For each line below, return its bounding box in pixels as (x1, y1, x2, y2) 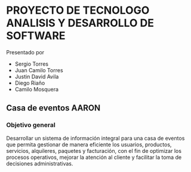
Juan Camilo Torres (14, 66, 64, 73)
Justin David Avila (14, 73, 59, 80)
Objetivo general (6, 121, 56, 129)
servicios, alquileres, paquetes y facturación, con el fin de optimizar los (6, 147, 182, 154)
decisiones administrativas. (6, 159, 73, 167)
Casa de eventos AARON (6, 103, 101, 113)
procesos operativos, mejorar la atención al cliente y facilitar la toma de (6, 153, 182, 161)
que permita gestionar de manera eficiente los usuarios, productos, (6, 141, 172, 148)
